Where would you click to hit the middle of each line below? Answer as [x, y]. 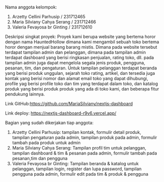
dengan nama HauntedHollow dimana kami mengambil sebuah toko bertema [82, 42]
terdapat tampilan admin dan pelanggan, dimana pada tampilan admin [75, 52]
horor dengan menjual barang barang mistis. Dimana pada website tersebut [81, 47]
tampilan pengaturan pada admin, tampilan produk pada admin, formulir [85, 137]
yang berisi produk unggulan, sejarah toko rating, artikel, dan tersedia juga [80, 73]
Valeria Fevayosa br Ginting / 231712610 [52, 27]
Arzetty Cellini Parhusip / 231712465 [49, 16]
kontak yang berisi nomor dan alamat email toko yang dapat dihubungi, [77, 78]
